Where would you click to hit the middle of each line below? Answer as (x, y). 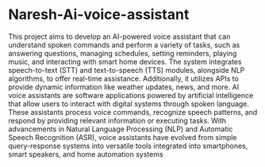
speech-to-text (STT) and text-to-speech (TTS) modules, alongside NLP (127, 70)
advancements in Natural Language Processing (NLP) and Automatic (121, 129)
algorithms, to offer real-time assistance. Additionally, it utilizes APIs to (124, 78)
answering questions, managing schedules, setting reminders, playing (123, 53)
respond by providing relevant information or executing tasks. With (117, 120)
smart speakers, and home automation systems (86, 154)
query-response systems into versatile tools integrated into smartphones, (128, 146)
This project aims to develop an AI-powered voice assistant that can (119, 36)
